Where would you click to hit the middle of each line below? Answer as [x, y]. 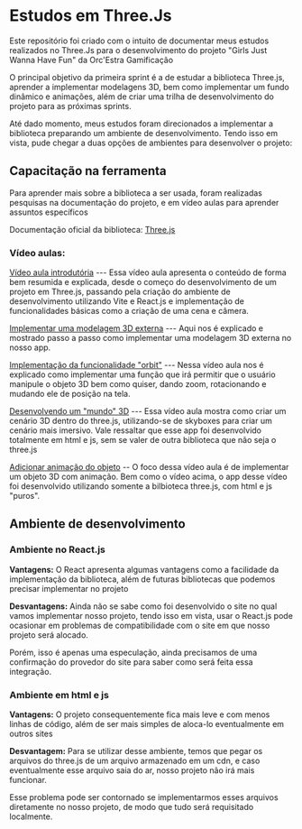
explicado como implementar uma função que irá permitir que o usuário [143, 374]
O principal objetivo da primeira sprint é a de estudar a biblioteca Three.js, [147, 77]
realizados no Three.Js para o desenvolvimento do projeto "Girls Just [138, 50]
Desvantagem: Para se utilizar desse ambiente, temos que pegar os [136, 751]
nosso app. [30, 347]
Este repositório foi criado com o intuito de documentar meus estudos [139, 41]
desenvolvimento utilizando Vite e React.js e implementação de [127, 301]
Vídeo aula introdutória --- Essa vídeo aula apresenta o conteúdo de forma [148, 272]
